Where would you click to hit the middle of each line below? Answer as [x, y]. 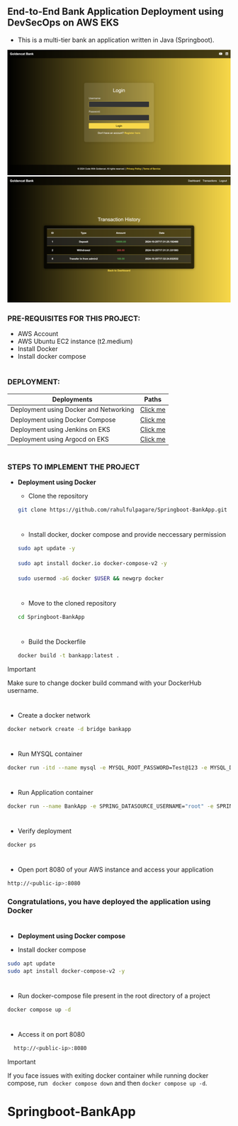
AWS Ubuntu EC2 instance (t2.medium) [75, 341]
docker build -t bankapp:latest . [68, 655]
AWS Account [38, 334]
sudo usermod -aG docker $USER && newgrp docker [91, 578]
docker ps [22, 845]
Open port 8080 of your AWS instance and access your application [115, 870]
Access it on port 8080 [51, 1035]
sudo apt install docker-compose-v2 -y [66, 971]
